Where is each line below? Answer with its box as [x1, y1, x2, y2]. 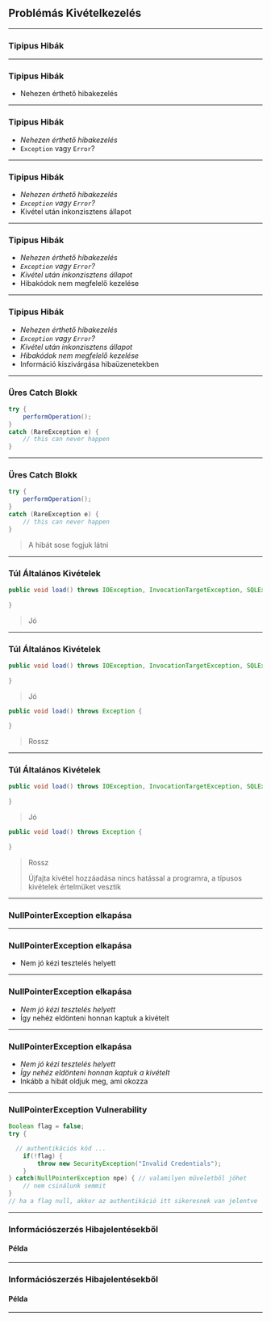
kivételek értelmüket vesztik [27, 881, 122, 891]
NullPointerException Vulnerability [8, 1104, 148, 1115]
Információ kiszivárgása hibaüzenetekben [19, 359, 160, 368]
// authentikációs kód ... [15, 1144, 106, 1152]
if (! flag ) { [23, 1151, 63, 1160]
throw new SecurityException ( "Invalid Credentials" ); [37, 1159, 222, 1167]
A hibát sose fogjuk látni [27, 540, 109, 549]
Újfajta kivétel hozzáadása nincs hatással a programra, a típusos [27, 873, 242, 883]
